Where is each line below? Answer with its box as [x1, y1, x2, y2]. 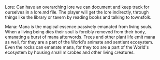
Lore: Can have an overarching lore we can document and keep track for [5, 4, 150, 10]
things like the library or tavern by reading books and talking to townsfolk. [5, 15, 152, 20]
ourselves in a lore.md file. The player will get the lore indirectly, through [5, 9, 149, 15]
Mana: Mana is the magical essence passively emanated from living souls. [5, 24, 153, 30]
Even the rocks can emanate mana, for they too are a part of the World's [5, 45, 149, 50]
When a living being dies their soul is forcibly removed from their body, [5, 29, 146, 34]
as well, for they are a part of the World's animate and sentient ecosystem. [5, 39, 154, 45]
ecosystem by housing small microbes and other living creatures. [5, 49, 135, 55]
